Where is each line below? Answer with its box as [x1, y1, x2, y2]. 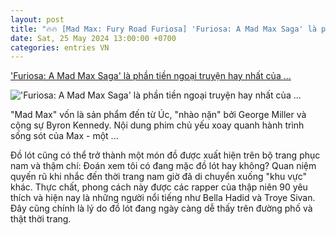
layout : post [10, 14, 65, 25]
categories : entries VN [10, 42, 110, 53]
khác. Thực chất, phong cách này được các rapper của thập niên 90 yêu [10, 181, 308, 193]
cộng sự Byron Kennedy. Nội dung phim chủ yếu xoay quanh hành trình [10, 119, 305, 131]
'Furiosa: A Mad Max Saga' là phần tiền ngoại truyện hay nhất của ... [10, 70, 292, 82]
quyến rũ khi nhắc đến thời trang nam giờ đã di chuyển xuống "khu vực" [10, 171, 307, 183]
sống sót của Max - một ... [10, 130, 119, 142]
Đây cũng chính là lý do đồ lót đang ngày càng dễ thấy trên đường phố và [10, 202, 313, 215]
